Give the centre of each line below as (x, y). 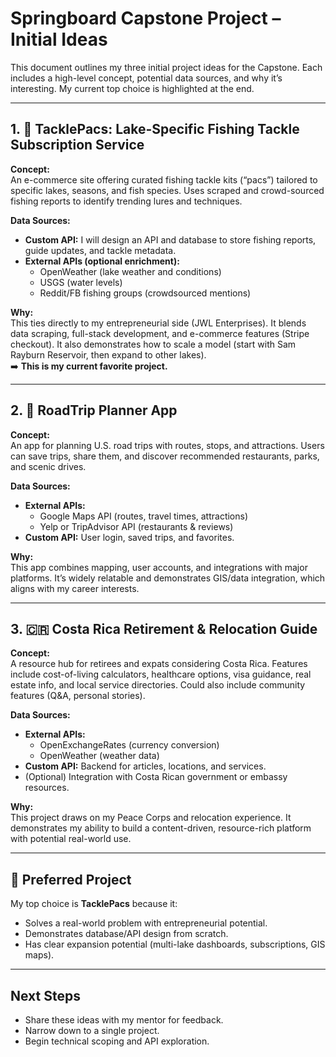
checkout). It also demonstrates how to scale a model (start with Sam (153, 344)
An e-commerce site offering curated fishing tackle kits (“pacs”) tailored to (164, 179)
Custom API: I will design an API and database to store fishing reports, (170, 239)
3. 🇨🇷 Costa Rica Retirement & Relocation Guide (164, 628)
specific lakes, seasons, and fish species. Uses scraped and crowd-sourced (167, 190)
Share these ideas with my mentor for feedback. (124, 1020)
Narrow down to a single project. (92, 1030)
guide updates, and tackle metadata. (100, 250)
